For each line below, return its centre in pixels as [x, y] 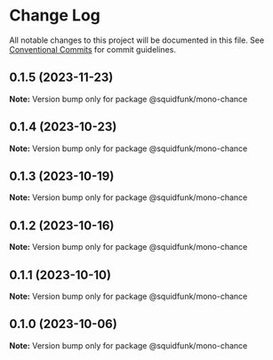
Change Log [55, 16]
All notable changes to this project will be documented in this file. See [137, 40]
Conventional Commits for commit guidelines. [92, 49]
